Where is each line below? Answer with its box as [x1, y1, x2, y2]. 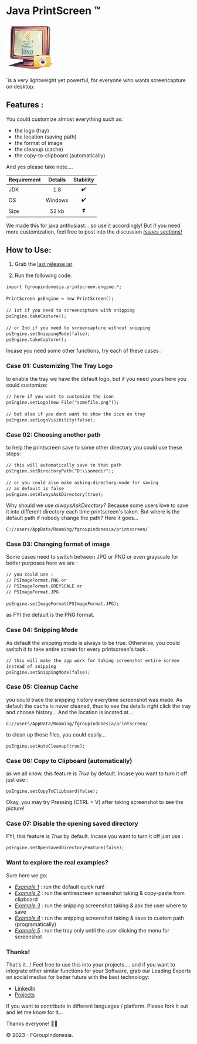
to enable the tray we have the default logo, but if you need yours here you [6, 375, 186, 382]
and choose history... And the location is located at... [6, 708, 133, 715]
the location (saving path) [14, 133, 77, 140]
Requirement [8, 176, 41, 183]
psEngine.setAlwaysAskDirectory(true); [6, 491, 104, 497]
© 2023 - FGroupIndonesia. [6, 1031, 73, 1038]
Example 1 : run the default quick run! [14, 883, 105, 890]
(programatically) [14, 920, 57, 928]
